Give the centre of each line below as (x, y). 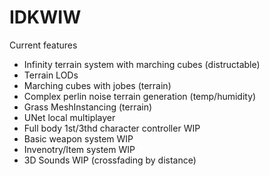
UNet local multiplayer (69, 117)
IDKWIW (45, 17)
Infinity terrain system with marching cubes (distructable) (142, 64)
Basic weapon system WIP (78, 138)
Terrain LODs (51, 75)
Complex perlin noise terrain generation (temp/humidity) (140, 96)
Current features (43, 45)
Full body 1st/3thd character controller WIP (112, 128)
